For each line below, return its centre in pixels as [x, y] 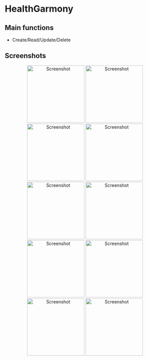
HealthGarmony [39, 9]
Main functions [29, 28]
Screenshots [25, 56]
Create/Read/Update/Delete [41, 40]
